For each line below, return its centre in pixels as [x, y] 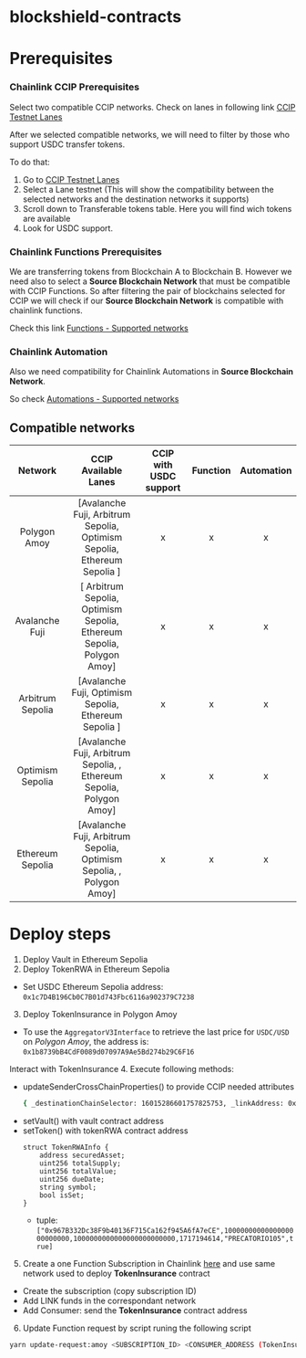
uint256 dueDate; [72, 1179]
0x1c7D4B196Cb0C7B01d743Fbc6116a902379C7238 [108, 997]
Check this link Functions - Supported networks [99, 328]
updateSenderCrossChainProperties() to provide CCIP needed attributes [158, 1087]
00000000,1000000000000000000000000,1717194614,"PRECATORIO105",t [165, 1238]
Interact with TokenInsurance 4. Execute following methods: [122, 1069]
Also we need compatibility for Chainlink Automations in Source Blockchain [152, 372]
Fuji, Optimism [102, 693]
